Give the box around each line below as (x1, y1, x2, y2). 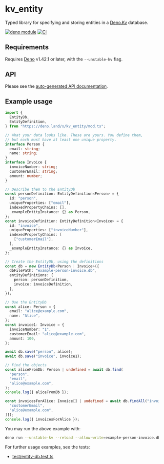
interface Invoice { (5, 160, 47, 165)
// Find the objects (5, 363, 47, 368)
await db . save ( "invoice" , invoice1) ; (5, 354, 82, 359)
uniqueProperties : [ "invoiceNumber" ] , (9, 228, 89, 233)
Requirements (5, 43, 49, 52)
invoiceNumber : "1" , (9, 327, 51, 332)
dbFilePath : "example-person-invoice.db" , (9, 268, 97, 273)
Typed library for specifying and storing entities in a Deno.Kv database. (5, 20, 148, 25)
